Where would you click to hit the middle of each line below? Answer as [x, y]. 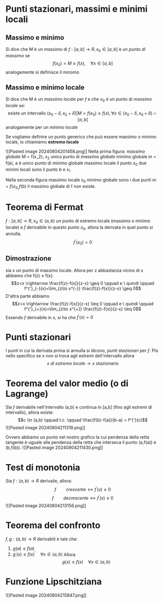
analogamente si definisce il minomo [43, 72]
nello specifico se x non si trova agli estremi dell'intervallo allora [70, 356]
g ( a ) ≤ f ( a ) [23, 548]
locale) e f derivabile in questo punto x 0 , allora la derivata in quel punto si [79, 228]
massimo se [18, 55]
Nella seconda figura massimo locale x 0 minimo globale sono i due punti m [81, 181]
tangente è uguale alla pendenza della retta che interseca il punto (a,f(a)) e [81, 442]
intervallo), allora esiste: [30, 413]
